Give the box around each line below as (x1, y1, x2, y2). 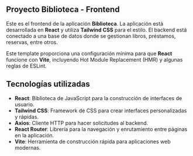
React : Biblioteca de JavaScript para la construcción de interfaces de (14, 94, 182, 101)
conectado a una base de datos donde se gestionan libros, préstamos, (6, 32, 176, 40)
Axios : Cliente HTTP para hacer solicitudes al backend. (14, 119, 149, 126)
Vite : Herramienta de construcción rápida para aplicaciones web (14, 138, 171, 145)
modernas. (14, 144, 41, 151)
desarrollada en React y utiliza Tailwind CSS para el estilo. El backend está (6, 26, 187, 33)
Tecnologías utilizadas (6, 79, 90, 89)
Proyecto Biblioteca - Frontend (6, 5, 120, 15)
